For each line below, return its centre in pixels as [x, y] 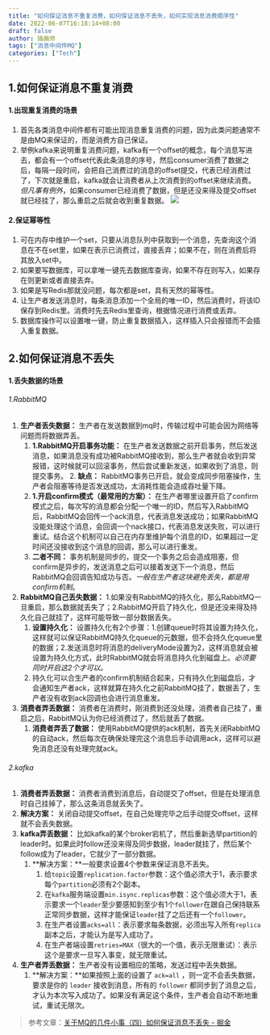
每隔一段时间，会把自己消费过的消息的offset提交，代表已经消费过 [143, 170]
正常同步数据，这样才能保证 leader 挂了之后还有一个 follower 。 [147, 915]
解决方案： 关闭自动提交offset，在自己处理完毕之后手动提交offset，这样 [139, 814]
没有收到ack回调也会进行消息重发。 [106, 698]
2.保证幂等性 [29, 220]
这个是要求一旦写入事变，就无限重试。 [108, 955]
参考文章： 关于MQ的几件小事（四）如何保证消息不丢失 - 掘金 [129, 1023]
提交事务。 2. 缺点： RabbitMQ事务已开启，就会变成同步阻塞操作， [143, 476]
